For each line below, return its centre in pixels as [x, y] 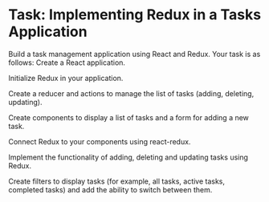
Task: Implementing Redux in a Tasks [135, 15]
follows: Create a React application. [67, 63]
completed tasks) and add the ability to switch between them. [110, 189]
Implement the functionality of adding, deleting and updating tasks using [128, 157]
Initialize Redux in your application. [66, 78]
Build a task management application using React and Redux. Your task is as [134, 54]
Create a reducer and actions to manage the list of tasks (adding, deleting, [131, 93]
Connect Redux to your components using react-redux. [100, 141]
